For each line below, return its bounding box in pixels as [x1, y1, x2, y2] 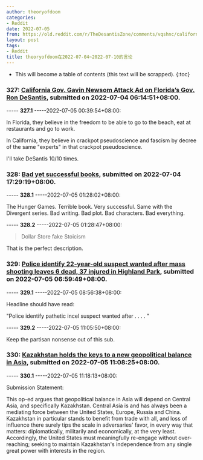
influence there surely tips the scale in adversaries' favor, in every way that [6, 421, 193, 429]
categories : [6, 15, 36, 21]
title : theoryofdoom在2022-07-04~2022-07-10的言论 [6, 54, 133, 60]
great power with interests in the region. [6, 447, 106, 454]
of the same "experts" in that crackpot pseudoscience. [6, 143, 143, 150]
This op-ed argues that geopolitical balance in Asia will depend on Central [6, 395, 190, 402]
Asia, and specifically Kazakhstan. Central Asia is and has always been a [6, 402, 187, 409]
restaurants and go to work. [6, 125, 76, 132]
